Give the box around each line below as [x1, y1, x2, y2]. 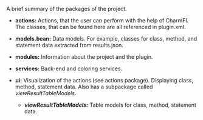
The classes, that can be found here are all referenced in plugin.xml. [15, 24, 186, 30]
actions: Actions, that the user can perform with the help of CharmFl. [15, 17, 189, 24]
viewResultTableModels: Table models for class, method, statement [24, 101, 196, 108]
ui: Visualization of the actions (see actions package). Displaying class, [15, 77, 193, 84]
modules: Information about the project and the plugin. [15, 53, 153, 60]
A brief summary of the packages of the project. [6, 5, 127, 12]
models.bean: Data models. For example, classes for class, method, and [15, 35, 198, 42]
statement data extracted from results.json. [15, 42, 123, 48]
